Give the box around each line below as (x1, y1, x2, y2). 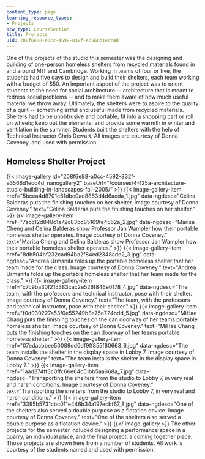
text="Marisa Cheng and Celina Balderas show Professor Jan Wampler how (6, 237, 197, 245)
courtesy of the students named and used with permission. (6, 446, 155, 453)
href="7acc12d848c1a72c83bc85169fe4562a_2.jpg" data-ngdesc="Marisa (6, 218, 195, 225)
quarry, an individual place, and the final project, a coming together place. (6, 433, 193, 440)
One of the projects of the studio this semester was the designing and (6, 54, 182, 61)
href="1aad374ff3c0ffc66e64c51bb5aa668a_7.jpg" (6, 368, 135, 375)
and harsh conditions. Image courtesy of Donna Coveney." (6, 381, 154, 388)
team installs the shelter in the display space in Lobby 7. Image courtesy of (6, 348, 195, 356)
